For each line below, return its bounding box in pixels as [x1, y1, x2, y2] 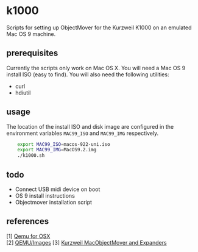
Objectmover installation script [15, 199, 93, 206]
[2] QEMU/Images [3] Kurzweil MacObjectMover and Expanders [6, 239, 167, 246]
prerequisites [6, 48, 58, 59]
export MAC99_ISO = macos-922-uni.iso [17, 141, 111, 147]
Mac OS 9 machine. [6, 30, 56, 37]
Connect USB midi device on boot [15, 185, 101, 193]
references [6, 216, 49, 226]
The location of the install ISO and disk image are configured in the [6, 123, 174, 130]
